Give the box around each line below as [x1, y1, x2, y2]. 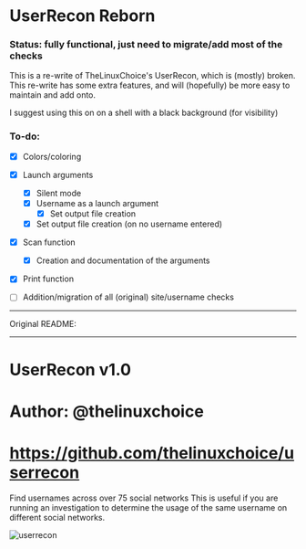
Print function [22, 273, 75, 284]
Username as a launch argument [36, 197, 159, 208]
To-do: [9, 130, 41, 143]
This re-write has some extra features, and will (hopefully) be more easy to [9, 79, 291, 91]
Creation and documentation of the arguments [36, 255, 211, 266]
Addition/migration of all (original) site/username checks [22, 291, 235, 302]
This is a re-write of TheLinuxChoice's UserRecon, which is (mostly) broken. [9, 70, 296, 81]
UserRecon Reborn [9, 5, 156, 26]
